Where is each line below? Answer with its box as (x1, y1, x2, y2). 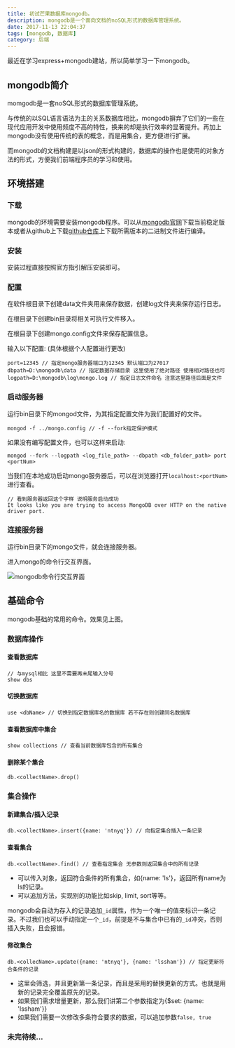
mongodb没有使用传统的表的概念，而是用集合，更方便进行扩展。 (7, 131, 194, 140)
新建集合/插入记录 (7, 810, 59, 818)
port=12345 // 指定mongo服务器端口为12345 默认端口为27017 (7, 359, 169, 367)
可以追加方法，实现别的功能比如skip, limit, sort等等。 (17, 891, 170, 899)
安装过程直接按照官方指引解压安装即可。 (7, 263, 124, 271)
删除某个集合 (7, 757, 44, 766)
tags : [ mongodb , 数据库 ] (7, 29, 77, 37)
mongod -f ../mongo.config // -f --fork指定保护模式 (7, 425, 158, 432)
